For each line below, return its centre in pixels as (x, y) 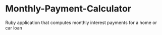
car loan (14, 27)
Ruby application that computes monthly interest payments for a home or (81, 22)
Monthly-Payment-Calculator (68, 9)
